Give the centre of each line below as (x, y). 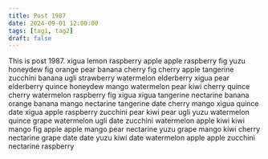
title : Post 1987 (37, 16)
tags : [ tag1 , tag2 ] (41, 31)
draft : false (30, 38)
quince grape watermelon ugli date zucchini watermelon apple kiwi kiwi (126, 120)
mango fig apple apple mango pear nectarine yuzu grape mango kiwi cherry (134, 129)
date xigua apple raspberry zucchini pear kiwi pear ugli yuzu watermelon (129, 112)
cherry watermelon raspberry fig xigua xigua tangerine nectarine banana (129, 95)
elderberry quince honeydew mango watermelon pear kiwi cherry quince (129, 87)
